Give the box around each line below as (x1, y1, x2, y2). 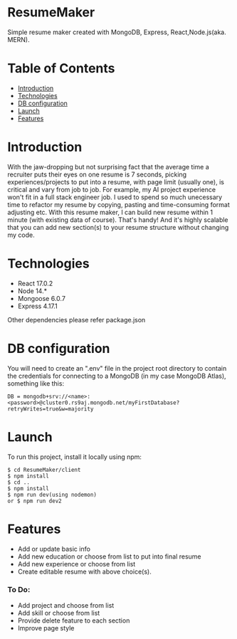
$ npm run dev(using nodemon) (7, 491, 98, 498)
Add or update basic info (17, 544, 91, 553)
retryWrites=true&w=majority (7, 405, 94, 413)
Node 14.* (17, 286, 48, 295)
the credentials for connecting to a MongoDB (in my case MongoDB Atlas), (7, 371, 226, 380)
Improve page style (17, 623, 75, 632)
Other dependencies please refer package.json (7, 315, 146, 324)
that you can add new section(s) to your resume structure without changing (7, 223, 229, 231)
